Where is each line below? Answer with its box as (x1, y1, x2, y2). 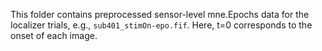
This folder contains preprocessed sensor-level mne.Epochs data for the (10, 9, 310, 20)
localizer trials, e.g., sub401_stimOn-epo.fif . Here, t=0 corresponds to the (10, 19, 313, 31)
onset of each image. (10, 30, 98, 41)
